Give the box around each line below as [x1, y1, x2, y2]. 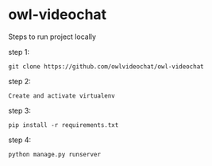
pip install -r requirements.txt [8, 121, 119, 129]
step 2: [8, 76, 32, 86]
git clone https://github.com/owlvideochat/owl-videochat [8, 62, 204, 71]
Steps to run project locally [8, 32, 97, 41]
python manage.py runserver [8, 150, 102, 158]
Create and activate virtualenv [8, 91, 115, 100]
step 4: [8, 135, 32, 145]
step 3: [8, 106, 32, 115]
